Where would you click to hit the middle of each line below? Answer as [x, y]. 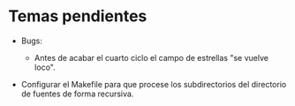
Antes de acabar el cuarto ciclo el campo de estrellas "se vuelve [151, 57]
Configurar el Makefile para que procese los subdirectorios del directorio [154, 84]
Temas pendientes [78, 16]
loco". [45, 67]
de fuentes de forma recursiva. [77, 94]
